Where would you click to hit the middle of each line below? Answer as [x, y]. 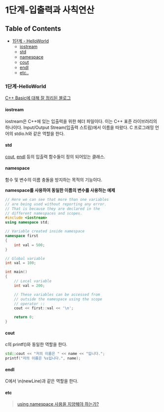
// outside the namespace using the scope [58, 299]
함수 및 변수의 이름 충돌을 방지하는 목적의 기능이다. [54, 180]
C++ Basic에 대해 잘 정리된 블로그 [38, 98]
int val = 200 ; [30, 285]
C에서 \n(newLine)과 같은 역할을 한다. [42, 381]
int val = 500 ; [30, 245]
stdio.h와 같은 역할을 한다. [39, 133]
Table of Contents [33, 28]
